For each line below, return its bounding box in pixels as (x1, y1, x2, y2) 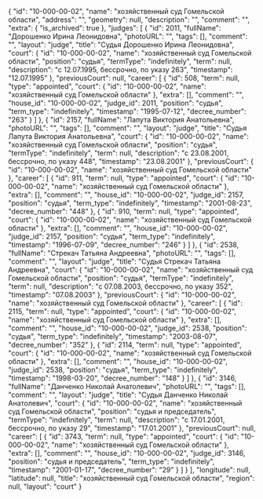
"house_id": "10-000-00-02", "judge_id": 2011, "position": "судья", (8, 98, 224, 107)
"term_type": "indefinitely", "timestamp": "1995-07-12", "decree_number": (8, 107, 247, 116)
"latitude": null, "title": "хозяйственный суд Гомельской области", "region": (8, 474, 255, 483)
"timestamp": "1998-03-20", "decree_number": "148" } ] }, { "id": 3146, (8, 373, 237, 383)
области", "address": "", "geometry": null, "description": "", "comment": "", (8, 15, 250, 24)
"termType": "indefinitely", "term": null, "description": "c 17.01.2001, (8, 415, 225, 424)
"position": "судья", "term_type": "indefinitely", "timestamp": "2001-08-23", (8, 199, 253, 207)
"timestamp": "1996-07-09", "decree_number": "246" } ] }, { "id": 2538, (8, 240, 239, 249)
